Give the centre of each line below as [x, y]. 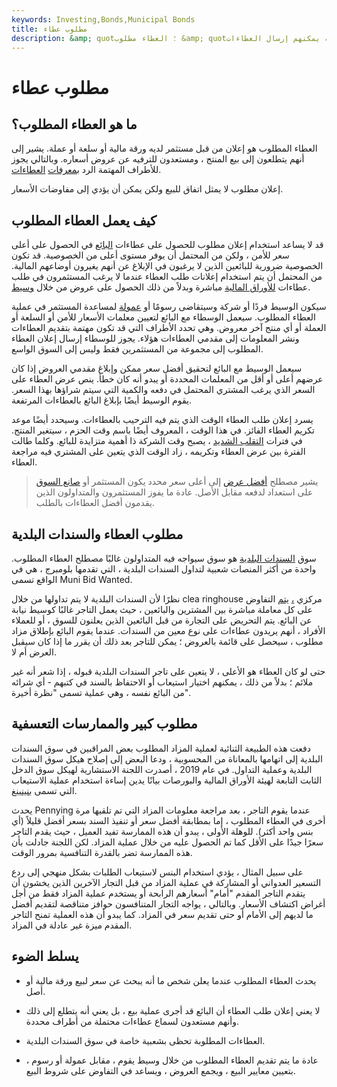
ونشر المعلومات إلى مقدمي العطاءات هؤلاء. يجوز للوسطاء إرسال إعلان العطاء [155, 338]
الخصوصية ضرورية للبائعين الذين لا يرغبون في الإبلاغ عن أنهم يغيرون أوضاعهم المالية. [167, 266]
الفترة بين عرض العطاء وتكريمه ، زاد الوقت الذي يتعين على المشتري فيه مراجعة [158, 452]
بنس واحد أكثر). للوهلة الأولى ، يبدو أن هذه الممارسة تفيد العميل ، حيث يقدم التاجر [162, 831]
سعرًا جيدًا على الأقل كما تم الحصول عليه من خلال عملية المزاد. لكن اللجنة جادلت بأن [167, 842]
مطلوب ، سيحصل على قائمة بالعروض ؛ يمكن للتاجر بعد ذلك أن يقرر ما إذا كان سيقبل [167, 641]
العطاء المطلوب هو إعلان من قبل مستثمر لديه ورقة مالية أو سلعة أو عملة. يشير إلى [164, 148]
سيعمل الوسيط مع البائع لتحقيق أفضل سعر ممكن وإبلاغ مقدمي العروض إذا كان [157, 368]
